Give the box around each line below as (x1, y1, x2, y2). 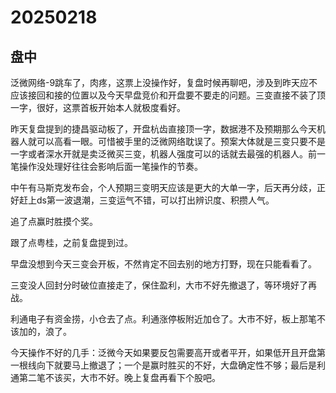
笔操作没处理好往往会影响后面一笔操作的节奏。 (10, 161, 203, 172)
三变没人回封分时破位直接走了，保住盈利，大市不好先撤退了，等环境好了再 (10, 279, 317, 291)
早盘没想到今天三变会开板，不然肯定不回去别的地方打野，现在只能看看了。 (10, 258, 317, 270)
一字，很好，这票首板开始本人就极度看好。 (10, 102, 186, 113)
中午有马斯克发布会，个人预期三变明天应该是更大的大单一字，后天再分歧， (10, 182, 317, 193)
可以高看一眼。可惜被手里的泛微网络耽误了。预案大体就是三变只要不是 (36, 136, 326, 147)
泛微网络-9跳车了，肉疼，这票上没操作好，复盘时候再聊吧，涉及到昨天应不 (10, 77, 318, 88)
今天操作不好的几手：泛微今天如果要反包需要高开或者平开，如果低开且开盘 (10, 347, 317, 358)
